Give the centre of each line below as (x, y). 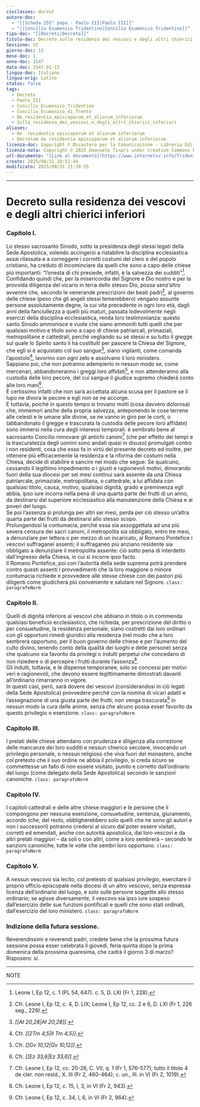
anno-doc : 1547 (25, 61)
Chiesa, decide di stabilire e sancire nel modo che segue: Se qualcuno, (93, 462)
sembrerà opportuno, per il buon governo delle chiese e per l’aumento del (97, 641)
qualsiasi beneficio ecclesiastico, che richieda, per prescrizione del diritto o (99, 622)
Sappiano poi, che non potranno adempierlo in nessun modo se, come (92, 364)
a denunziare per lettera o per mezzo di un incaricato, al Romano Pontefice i (99, 538)
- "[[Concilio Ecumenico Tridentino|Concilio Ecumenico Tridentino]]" (101, 28)
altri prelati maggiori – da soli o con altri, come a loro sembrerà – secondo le (99, 839)
